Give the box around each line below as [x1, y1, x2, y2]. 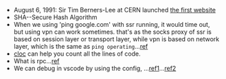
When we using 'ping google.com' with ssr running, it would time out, [13, 21, 210, 28]
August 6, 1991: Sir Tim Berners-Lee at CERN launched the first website [13, 6, 216, 14]
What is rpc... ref [13, 57, 60, 65]
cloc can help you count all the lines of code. [13, 49, 141, 58]
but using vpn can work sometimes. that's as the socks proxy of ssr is [13, 27, 212, 36]
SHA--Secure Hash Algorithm [13, 13, 98, 21]
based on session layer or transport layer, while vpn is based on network [13, 35, 220, 43]
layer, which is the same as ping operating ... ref [13, 43, 148, 50]
